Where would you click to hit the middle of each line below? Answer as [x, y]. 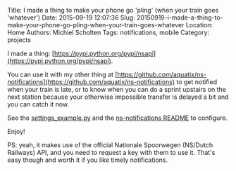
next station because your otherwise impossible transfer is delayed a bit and [118, 97]
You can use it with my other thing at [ [62, 74]
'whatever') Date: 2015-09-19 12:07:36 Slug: [71, 18]
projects [19, 40]
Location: [199, 25]
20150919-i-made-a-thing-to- [180, 18]
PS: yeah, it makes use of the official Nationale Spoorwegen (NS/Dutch [110, 145]
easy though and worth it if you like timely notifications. [88, 160]
